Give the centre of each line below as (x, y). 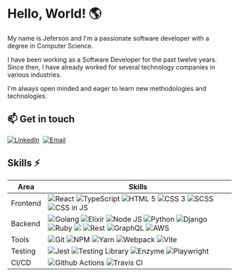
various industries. (34, 75)
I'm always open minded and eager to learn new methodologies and (107, 88)
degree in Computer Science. (51, 45)
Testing (23, 251)
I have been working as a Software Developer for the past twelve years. (112, 59)
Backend (26, 223)
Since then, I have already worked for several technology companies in (111, 67)
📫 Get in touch (41, 119)
